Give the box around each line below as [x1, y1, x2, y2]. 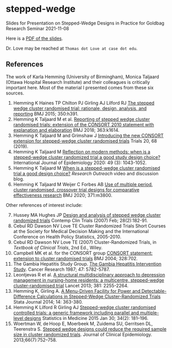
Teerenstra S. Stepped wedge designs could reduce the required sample [13, 326, 167, 332]
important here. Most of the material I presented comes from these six [6, 84, 154, 90]
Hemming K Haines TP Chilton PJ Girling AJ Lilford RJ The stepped [13, 100, 155, 106]
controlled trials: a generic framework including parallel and [13, 310, 139, 316]
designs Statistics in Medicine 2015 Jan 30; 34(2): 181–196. [24, 315, 149, 321]
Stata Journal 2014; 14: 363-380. [13, 298, 83, 305]
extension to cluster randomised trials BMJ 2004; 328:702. [13, 255, 138, 261]
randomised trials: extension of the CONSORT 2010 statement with [13, 121, 154, 128]
